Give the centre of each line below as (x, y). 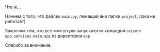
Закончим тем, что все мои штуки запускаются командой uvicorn (73, 31)
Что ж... (13, 7)
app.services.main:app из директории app (48, 36)
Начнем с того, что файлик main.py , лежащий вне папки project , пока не (80, 16)
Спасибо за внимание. (28, 45)
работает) (15, 21)
